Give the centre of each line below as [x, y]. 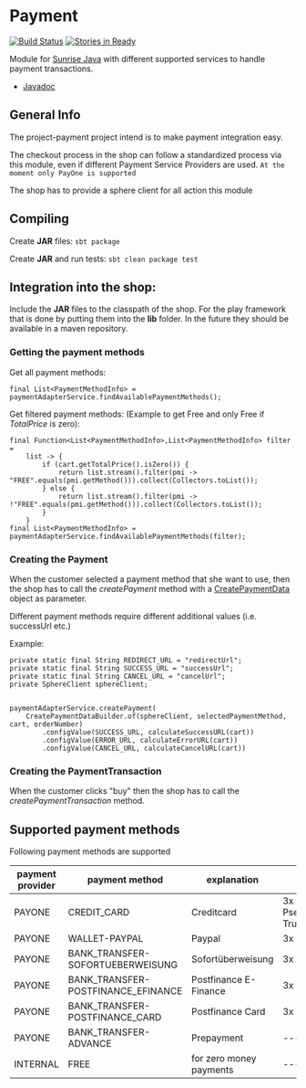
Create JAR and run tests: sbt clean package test [104, 259]
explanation [233, 880]
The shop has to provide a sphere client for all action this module [131, 190]
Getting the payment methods [77, 353]
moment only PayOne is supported [73, 173]
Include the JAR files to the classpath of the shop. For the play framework [148, 309]
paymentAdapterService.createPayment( [83, 708]
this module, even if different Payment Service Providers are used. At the [147, 164]
